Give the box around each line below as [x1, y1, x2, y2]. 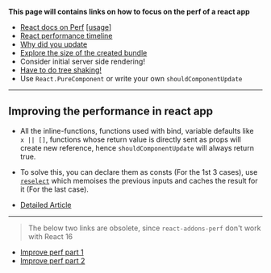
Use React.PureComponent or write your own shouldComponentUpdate [19, 74, 243, 83]
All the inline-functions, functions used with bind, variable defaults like [19, 126, 254, 135]
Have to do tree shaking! [19, 65, 102, 75]
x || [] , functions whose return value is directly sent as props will [19, 134, 242, 144]
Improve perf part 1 [19, 247, 84, 257]
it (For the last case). [19, 184, 89, 194]
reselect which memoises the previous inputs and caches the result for [19, 176, 258, 185]
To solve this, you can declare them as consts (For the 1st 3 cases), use [19, 167, 258, 176]
